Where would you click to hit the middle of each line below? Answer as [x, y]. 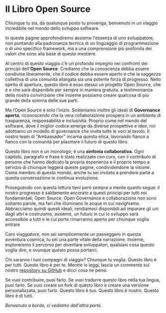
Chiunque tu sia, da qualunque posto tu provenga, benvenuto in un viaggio [82, 23]
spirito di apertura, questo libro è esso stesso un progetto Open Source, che [83, 84]
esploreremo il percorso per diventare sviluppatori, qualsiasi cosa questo [80, 244]
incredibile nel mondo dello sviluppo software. [52, 28]
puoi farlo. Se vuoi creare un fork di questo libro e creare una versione [77, 285]
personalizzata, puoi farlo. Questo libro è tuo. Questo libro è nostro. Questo [82, 290]
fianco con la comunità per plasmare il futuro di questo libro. [67, 142]
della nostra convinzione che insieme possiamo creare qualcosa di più [77, 95]
